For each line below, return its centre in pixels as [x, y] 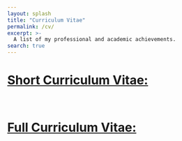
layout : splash [29, 14]
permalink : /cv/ [31, 26]
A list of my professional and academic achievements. [95, 40]
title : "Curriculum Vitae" [46, 20]
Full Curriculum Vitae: [72, 127]
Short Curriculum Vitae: [78, 80]
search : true [26, 46]
